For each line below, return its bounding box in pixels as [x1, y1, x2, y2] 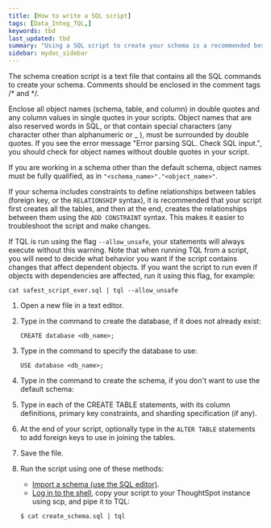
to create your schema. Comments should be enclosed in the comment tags [8, 80, 261, 89]
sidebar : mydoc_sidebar [8, 49, 89, 57]
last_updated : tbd [8, 34, 70, 43]
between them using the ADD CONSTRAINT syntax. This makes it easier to [8, 213, 244, 222]
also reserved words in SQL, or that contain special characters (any [8, 122, 232, 131]
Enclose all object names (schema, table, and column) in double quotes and [8, 104, 261, 114]
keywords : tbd [8, 27, 56, 35]
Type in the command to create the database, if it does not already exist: [19, 316, 261, 326]
